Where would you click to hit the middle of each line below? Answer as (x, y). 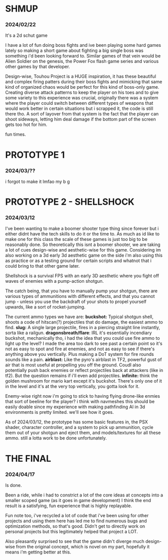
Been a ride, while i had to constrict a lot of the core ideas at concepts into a (84, 495)
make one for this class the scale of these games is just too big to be (76, 239)
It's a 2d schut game (26, 35)
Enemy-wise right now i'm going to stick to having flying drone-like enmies (82, 396)
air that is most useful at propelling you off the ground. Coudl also (73, 365)
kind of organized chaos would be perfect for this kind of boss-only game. (82, 87)
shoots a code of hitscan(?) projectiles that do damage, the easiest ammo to (84, 322)
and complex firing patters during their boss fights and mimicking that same (84, 82)
